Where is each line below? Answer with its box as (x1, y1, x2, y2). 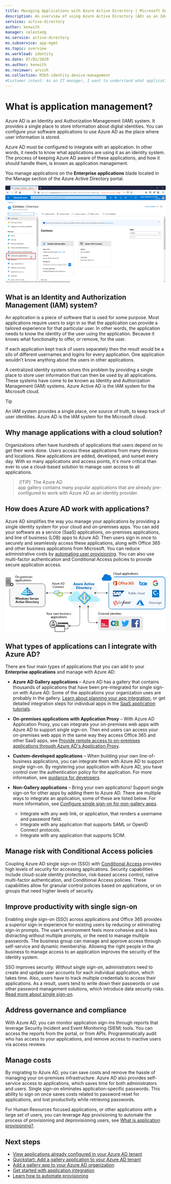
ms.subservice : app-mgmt (5, 41, 58, 46)
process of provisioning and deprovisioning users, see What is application (5, 1117, 160, 1123)
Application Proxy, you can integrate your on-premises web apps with (12, 721, 159, 728)
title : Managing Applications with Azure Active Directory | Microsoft (5, 8, 160, 13)
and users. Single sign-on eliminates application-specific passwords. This (5, 1085, 160, 1092)
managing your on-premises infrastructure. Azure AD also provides (5, 1075, 147, 1081)
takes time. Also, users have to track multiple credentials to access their (5, 975, 156, 981)
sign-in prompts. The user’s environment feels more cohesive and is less (5, 927, 158, 933)
